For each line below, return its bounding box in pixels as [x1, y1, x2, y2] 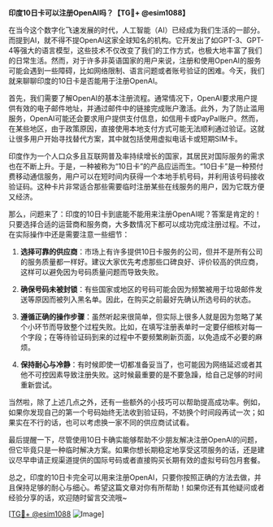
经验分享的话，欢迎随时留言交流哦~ [8, 493, 128, 503]
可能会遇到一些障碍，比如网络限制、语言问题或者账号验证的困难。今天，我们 [8, 66, 265, 76]
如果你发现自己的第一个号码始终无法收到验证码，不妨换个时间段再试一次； [8, 407, 258, 417]
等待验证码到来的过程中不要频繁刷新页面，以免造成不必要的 [55, 333, 256, 342]
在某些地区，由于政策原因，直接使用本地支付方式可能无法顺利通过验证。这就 [8, 124, 265, 133]
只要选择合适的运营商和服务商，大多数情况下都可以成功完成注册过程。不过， [8, 220, 265, 229]
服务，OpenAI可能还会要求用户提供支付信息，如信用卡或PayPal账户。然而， [8, 114, 262, 123]
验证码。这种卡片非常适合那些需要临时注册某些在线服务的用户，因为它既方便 [8, 182, 265, 191]
